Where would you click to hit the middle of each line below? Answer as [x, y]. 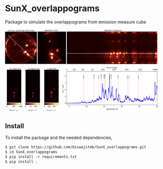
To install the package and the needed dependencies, [59, 138]
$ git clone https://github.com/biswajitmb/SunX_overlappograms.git [76, 147]
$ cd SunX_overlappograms [31, 152]
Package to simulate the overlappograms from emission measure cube [76, 22]
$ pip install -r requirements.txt [41, 157]
